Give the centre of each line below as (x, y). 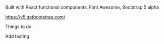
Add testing (17, 36)
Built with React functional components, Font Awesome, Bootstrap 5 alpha (82, 7)
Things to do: (19, 26)
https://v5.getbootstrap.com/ (35, 17)
